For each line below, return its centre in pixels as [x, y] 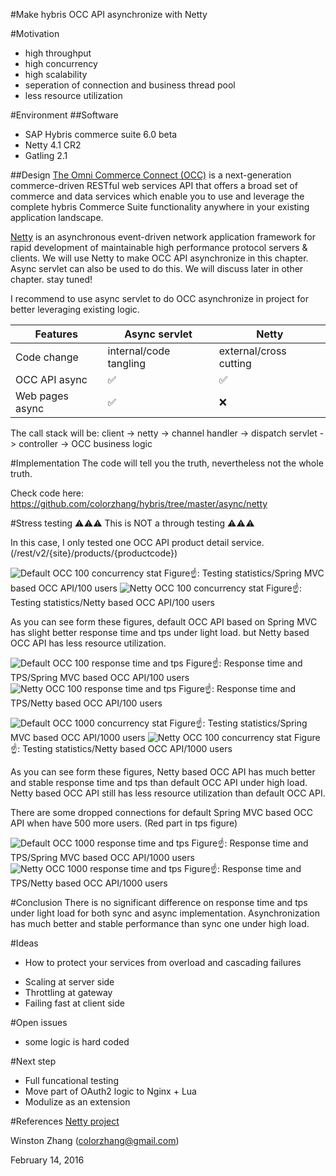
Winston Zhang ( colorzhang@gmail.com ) [95, 1140]
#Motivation [35, 33]
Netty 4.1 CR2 [53, 145]
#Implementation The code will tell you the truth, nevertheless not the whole [167, 463]
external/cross [252, 351]
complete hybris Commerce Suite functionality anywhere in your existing [160, 207]
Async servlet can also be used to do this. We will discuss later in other [157, 268]
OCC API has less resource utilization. [88, 643]
